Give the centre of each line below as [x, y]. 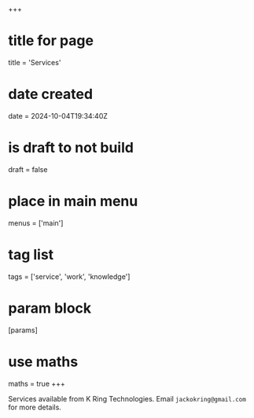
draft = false [28, 169]
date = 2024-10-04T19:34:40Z [58, 115]
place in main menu [73, 201]
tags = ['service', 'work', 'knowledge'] [69, 277]
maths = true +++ [37, 383]
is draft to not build [71, 148]
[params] [23, 330]
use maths [43, 361]
